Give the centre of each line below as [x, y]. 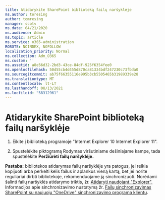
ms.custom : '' [20, 61]
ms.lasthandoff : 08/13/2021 [34, 88]
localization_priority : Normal [37, 51]
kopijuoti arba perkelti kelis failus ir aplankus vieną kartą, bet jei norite [76, 171]
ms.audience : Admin [25, 33]
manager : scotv [21, 24]
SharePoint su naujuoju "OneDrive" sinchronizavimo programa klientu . [77, 193]
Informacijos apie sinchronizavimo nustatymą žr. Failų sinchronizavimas [78, 187]
